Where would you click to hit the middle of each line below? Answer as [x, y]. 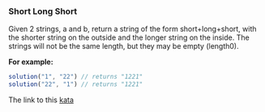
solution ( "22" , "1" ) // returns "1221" [76, 84]
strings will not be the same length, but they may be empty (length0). [124, 46]
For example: [31, 62]
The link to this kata [41, 100]
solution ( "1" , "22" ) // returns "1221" [76, 77]
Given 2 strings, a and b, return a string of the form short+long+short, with [132, 29]
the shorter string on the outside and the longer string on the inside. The [129, 37]
